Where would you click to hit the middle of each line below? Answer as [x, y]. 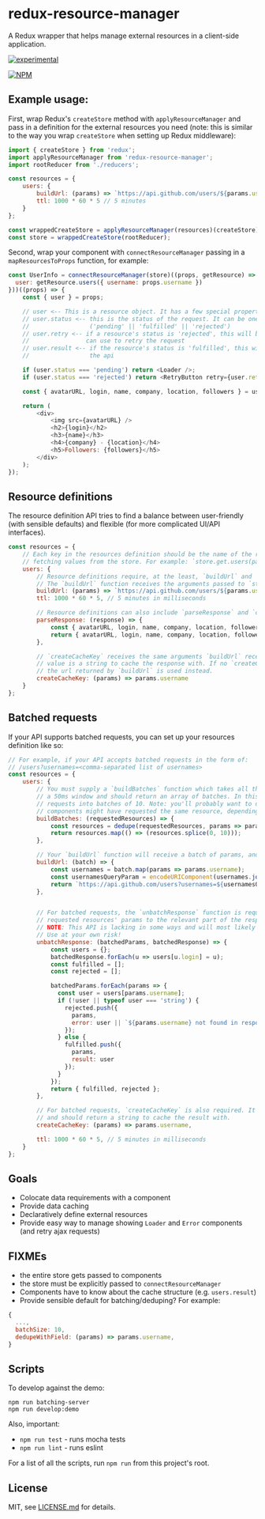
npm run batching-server [49, 1403]
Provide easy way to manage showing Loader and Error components [131, 1223]
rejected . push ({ [91, 1008]
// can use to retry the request [104, 341]
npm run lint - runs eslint [62, 1448]
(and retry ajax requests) [60, 1231]
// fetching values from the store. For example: [106, 561]
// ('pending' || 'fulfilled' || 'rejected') [127, 326]
